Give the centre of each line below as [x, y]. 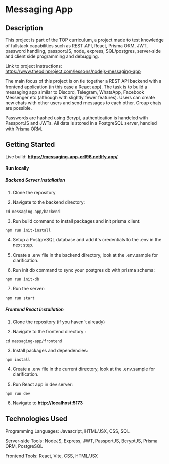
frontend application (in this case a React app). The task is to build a [76, 87]
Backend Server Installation [35, 180]
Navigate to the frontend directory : [49, 332]
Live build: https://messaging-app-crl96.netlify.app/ [61, 157]
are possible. [19, 108]
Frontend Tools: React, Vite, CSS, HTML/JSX [52, 456]
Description [24, 28]
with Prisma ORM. [24, 129]
